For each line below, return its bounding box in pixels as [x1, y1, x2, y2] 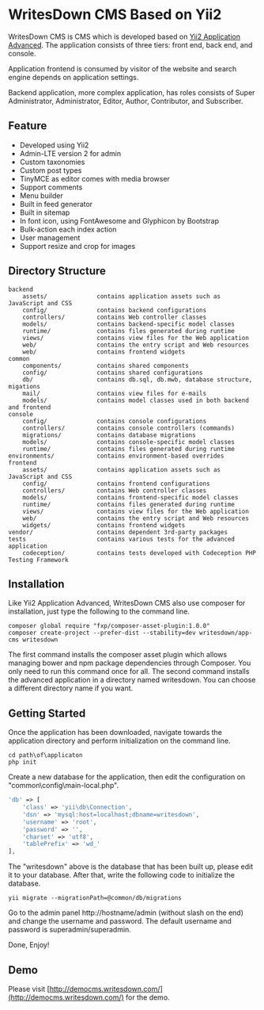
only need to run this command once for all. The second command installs [8, 667, 250, 676]
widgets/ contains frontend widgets [22, 521, 186, 529]
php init [8, 759, 37, 767]
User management [19, 232, 81, 243]
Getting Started [8, 706, 86, 720]
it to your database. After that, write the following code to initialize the [8, 870, 236, 880]
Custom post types [19, 165, 82, 175]
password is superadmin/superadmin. [8, 925, 132, 935]
